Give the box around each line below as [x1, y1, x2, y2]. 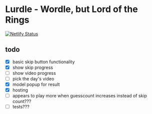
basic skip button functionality [12, 59, 75, 65]
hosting [12, 87, 28, 93]
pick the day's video [12, 75, 54, 81]
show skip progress [12, 64, 53, 70]
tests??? [12, 104, 30, 110]
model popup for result [12, 81, 60, 87]
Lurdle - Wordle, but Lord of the [5, 4, 138, 15]
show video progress [12, 70, 56, 76]
